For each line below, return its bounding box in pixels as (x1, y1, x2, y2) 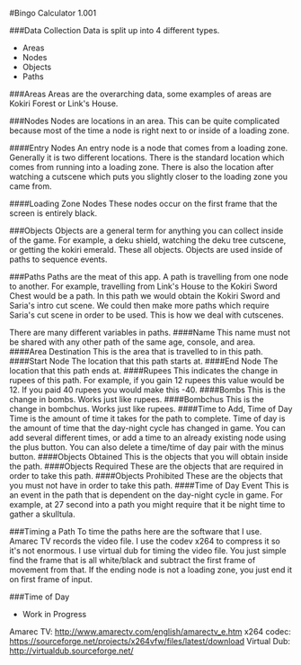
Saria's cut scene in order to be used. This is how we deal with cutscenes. (9, 310, 285, 320)
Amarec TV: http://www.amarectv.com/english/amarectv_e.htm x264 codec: (9, 626, 292, 637)
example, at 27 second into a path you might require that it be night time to (9, 499, 286, 509)
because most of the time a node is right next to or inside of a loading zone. (9, 125, 290, 136)
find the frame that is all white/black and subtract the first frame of (9, 555, 256, 565)
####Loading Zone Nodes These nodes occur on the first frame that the (9, 198, 278, 209)
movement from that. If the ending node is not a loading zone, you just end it (9, 564, 293, 575)
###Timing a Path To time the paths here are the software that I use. (9, 526, 262, 536)
